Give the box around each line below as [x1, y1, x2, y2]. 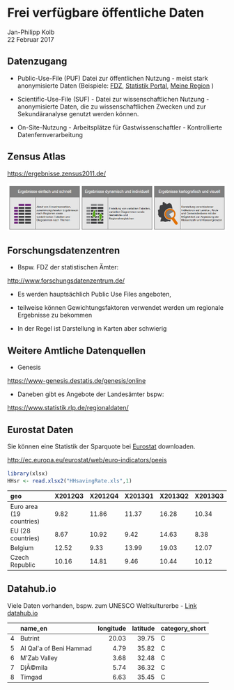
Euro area [10, 502, 38, 510]
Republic [10, 560, 36, 569]
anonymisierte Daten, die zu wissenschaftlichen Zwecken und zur [17, 102, 207, 111]
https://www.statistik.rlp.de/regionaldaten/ [7, 404, 129, 412]
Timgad [20, 673, 42, 682]
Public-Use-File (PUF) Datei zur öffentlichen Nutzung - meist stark [17, 74, 208, 82]
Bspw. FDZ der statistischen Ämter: [17, 263, 119, 272]
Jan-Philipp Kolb [7, 28, 55, 36]
